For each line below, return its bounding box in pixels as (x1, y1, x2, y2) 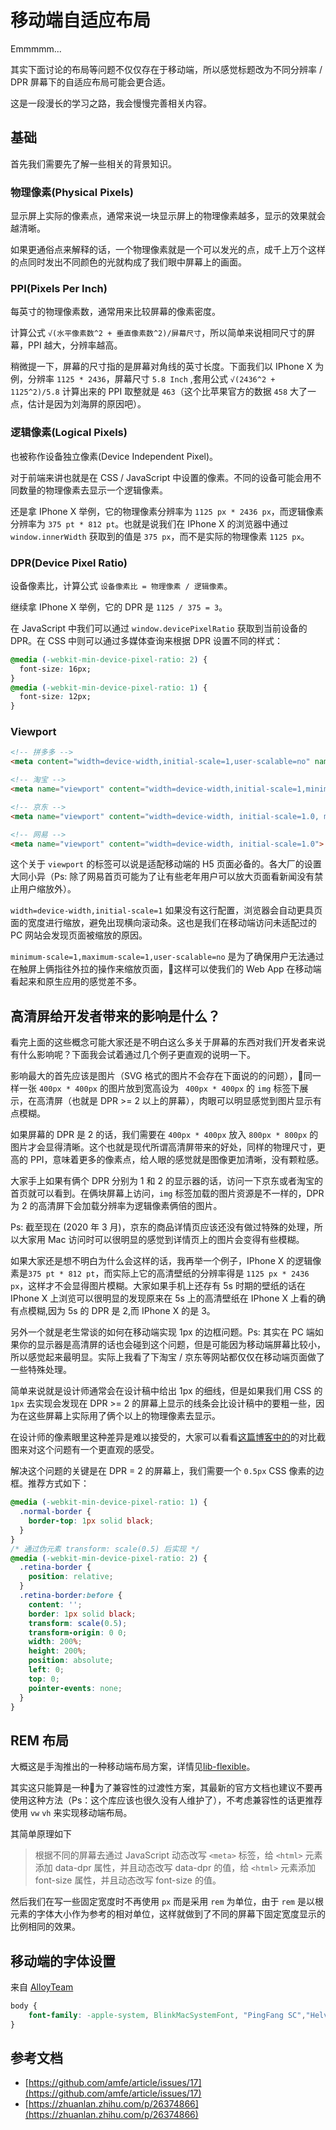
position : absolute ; (28, 1656, 114, 1666)
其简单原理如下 (10, 1828, 72, 1840)
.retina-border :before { (19, 1591, 123, 1601)
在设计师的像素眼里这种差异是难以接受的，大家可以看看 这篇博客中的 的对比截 (10, 1431, 326, 1443)
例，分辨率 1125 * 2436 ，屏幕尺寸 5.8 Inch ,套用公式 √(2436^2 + (10, 373, 276, 385)
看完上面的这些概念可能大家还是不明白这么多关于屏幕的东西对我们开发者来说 (10, 1036, 326, 1048)
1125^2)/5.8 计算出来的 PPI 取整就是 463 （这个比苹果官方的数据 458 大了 (10, 386, 308, 398)
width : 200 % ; (28, 1637, 83, 1647)
